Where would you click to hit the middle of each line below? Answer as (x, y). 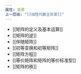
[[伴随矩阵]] (24, 41)
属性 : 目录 (15, 10)
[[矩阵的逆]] (24, 35)
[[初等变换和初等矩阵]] (35, 48)
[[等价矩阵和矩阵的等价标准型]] (44, 60)
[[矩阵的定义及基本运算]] (38, 29)
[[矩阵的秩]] (24, 66)
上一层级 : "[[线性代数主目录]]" (35, 14)
